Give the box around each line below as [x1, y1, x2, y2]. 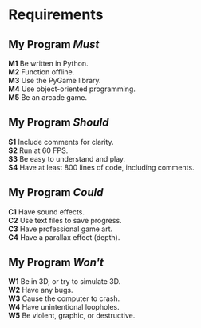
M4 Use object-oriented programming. [8, 84, 136, 94]
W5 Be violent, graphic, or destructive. [8, 310, 136, 321]
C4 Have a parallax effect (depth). [8, 232, 120, 242]
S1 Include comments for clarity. [8, 137, 114, 146]
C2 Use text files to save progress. [8, 215, 122, 225]
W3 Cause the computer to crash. [8, 294, 120, 303]
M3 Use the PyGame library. [8, 76, 101, 85]
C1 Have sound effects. [8, 206, 85, 217]
